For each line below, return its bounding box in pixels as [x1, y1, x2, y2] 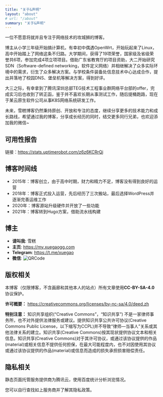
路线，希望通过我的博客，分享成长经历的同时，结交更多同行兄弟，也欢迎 [9, 114, 154, 120]
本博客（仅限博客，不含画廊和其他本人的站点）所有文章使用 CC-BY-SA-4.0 [5, 284, 155, 290]
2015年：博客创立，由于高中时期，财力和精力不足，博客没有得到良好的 [12, 178, 154, 184]
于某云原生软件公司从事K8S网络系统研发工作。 [5, 97, 98, 103]
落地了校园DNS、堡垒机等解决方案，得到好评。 [13, 75, 108, 81]
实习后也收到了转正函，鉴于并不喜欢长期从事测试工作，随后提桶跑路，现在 [9, 92, 158, 97]
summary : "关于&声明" [5, 20, 46, 26]
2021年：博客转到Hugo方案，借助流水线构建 [12, 209, 101, 214]
